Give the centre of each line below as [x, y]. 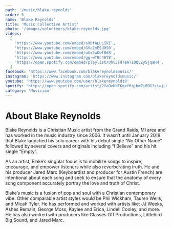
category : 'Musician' [28, 91]
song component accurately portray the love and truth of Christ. [73, 183]
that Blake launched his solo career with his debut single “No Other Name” [84, 141]
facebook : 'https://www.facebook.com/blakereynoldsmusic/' [70, 72]
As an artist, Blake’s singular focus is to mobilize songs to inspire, [74, 162]
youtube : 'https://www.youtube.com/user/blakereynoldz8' [67, 81]
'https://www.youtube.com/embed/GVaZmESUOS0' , [65, 48]
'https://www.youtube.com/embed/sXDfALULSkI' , [65, 43]
